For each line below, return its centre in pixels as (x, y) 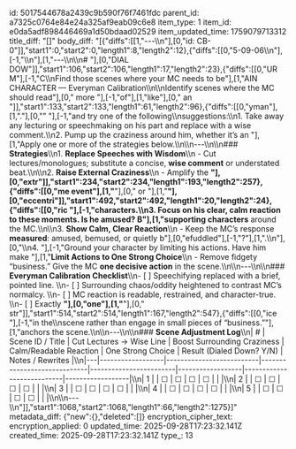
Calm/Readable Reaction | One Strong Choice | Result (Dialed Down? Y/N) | (146, 351)
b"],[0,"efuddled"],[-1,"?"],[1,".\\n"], (222, 238)
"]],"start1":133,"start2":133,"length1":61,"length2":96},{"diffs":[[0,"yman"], (144, 107)
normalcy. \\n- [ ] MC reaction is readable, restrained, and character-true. (143, 294)
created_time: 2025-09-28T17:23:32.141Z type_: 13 (101, 435)
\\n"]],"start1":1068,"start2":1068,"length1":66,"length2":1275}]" (123, 407)
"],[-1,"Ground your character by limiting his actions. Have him (154, 247)
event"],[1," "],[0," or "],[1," (119, 191)
